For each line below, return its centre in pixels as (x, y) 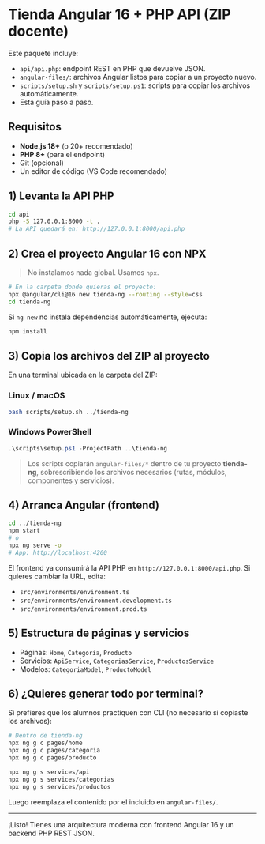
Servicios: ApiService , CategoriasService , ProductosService (117, 661)
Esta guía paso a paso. (56, 102)
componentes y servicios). (71, 480)
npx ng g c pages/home (45, 743)
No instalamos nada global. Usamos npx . (93, 273)
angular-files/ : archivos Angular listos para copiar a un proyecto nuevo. (138, 77)
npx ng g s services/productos (60, 787)
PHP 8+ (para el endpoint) (62, 154)
